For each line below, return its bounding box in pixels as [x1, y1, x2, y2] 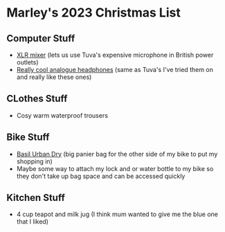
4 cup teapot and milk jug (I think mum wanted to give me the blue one [16, 210, 219, 219]
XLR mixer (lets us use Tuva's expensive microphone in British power [16, 51, 214, 59]
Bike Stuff [6, 132, 50, 143]
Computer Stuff [6, 33, 75, 44]
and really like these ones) [16, 73, 92, 81]
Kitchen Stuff [6, 192, 65, 204]
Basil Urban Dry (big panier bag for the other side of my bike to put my [16, 150, 218, 158]
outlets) [16, 58, 39, 66]
